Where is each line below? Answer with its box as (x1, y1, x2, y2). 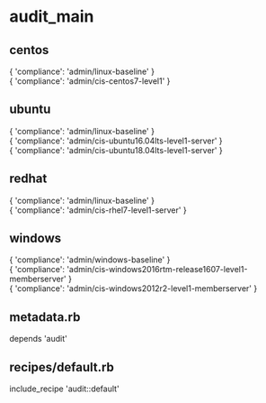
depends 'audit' (9, 334, 67, 344)
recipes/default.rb (9, 359, 115, 375)
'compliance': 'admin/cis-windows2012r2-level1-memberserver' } (14, 283, 258, 294)
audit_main (9, 6, 94, 27)
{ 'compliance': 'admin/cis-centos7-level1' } (9, 76, 171, 87)
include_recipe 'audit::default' (9, 383, 120, 394)
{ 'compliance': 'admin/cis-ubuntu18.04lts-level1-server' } (9, 144, 223, 155)
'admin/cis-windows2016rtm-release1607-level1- (66, 264, 248, 275)
